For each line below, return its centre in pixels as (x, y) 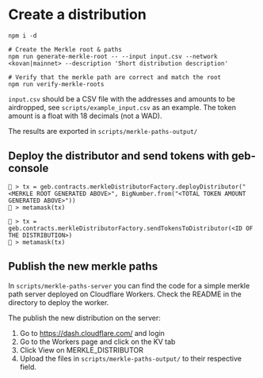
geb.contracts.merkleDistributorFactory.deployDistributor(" (143, 187)
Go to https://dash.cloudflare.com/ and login (92, 333)
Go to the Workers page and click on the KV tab (97, 342)
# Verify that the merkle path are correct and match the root (115, 77)
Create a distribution (77, 15)
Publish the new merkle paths (83, 267)
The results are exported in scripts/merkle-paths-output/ (103, 131)
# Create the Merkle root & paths (65, 49)
